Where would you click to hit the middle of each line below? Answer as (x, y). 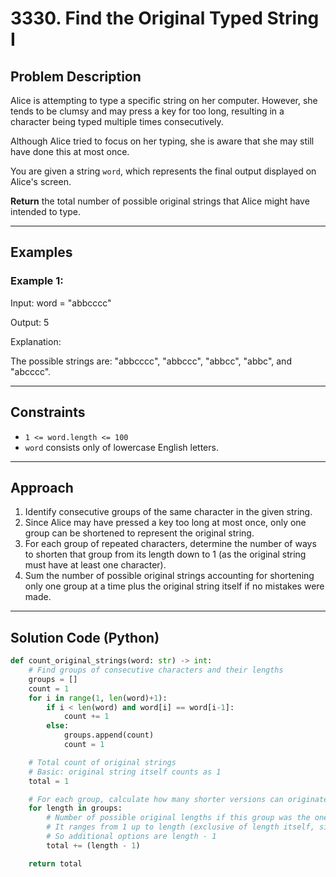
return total (55, 863)
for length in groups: (75, 808)
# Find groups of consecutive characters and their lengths (156, 670)
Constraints (48, 412)
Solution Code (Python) (85, 637)
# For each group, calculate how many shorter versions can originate (178, 799)
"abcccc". (31, 371)
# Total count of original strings (102, 762)
